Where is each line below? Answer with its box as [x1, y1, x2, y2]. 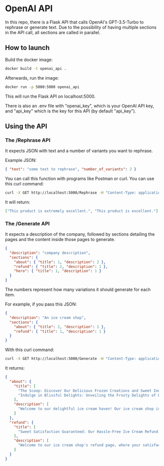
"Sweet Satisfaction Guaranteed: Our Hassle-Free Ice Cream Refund [18, 429, 159, 434]
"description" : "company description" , [9, 250, 91, 255]
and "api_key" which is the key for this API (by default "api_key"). [5, 108, 136, 114]
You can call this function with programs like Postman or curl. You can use [5, 176, 155, 181]
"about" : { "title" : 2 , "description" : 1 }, [14, 324, 106, 329]
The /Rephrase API [5, 136, 50, 143]
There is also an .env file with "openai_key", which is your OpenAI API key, [5, 103, 154, 109]
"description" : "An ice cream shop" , [9, 315, 86, 320]
